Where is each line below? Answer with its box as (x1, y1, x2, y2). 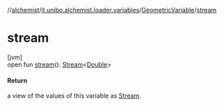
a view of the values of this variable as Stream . (7, 91, 141, 100)
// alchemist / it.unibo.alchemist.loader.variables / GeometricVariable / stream (7, 6, 217, 14)
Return (7, 76, 28, 85)
